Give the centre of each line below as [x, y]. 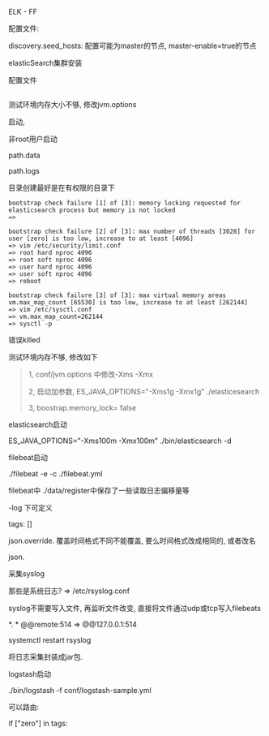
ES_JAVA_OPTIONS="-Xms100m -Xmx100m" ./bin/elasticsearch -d [120, 441]
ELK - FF [23, 12]
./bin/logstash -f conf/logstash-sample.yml [80, 690]
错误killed [24, 340]
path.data [24, 155]
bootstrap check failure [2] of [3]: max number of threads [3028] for [132, 231]
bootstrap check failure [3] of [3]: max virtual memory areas [117, 295]
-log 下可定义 [30, 508]
